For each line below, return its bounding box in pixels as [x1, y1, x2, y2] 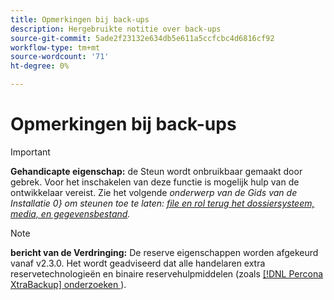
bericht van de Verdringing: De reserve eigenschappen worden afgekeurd [10, 246, 319, 258]
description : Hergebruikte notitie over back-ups [10, 24, 222, 34]
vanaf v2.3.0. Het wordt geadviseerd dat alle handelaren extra [10, 257, 266, 269]
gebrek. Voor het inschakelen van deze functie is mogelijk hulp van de [10, 176, 300, 188]
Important [10, 146, 51, 158]
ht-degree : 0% [10, 61, 70, 71]
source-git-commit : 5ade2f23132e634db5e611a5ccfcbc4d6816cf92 [10, 33, 275, 43]
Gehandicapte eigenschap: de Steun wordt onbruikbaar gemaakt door [10, 165, 303, 177]
